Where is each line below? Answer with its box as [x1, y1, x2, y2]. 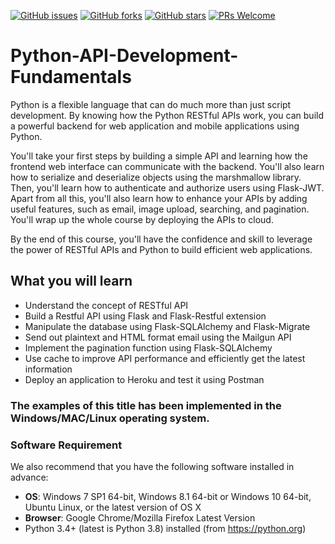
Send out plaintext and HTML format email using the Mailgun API [24, 331, 292, 343]
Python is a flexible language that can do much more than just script [10, 98, 292, 110]
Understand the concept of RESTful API [24, 299, 189, 311]
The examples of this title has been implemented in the [10, 398, 282, 412]
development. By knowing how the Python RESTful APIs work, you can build [10, 109, 324, 121]
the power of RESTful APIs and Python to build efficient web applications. [10, 243, 313, 255]
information [24, 363, 73, 375]
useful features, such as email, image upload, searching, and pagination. [10, 203, 310, 215]
